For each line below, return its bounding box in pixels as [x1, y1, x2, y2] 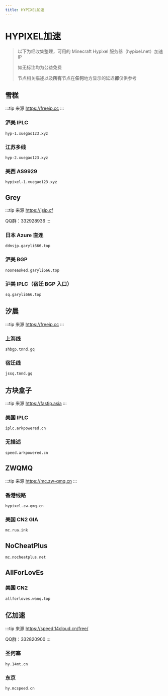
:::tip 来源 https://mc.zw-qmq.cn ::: [5, 478, 77, 484]
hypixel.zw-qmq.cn [5, 503, 44, 508]
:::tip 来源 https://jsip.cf [5, 207, 54, 213]
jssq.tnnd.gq [5, 371, 33, 376]
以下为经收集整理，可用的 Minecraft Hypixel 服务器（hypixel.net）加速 [17, 48, 163, 54]
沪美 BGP [5, 256, 28, 263]
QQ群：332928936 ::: [5, 218, 51, 224]
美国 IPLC [5, 414, 29, 421]
